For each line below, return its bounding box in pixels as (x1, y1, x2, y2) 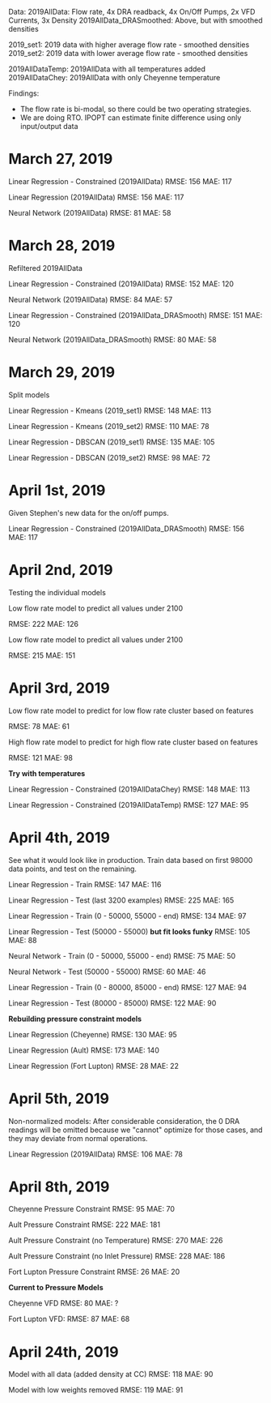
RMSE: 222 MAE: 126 (8, 619, 79, 629)
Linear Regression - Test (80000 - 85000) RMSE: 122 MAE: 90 (8, 998, 217, 1008)
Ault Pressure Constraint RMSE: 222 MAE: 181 (8, 1220, 160, 1229)
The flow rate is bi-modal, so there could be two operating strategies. (19, 105, 252, 114)
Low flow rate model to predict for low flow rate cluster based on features (8, 706, 254, 715)
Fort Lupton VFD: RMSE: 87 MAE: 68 (8, 1314, 130, 1324)
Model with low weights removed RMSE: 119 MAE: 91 (8, 1385, 184, 1395)
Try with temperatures (8, 768, 86, 778)
